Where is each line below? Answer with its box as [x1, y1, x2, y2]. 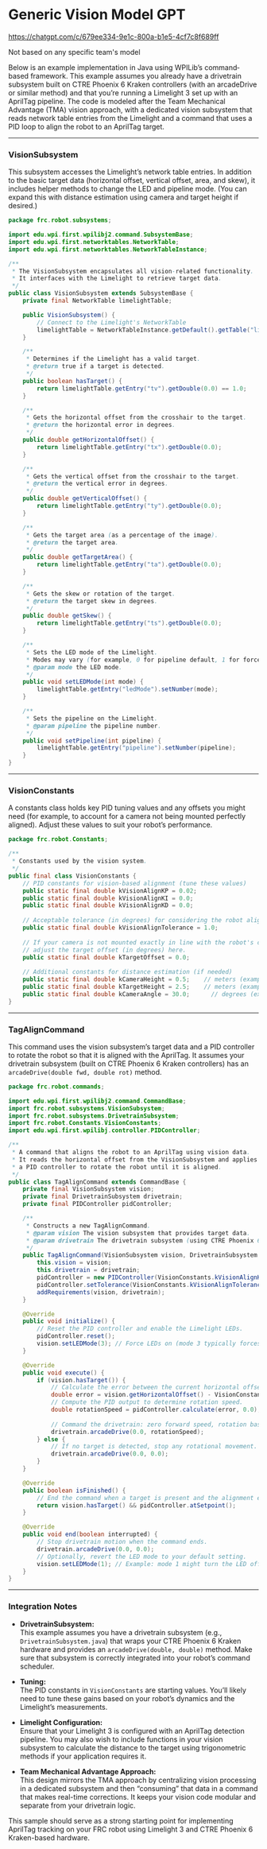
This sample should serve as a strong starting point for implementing [8, 1816, 234, 1825]
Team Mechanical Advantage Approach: [19, 1766, 157, 1776]
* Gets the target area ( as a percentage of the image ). [25, 531, 219, 539]
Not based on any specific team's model [8, 47, 141, 56]
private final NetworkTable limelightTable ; [22, 297, 172, 305]
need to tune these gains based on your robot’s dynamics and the [19, 1693, 235, 1703]
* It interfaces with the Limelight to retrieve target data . [11, 274, 222, 283]
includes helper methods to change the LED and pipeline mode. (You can [8, 184, 248, 194]
